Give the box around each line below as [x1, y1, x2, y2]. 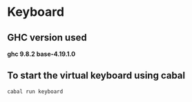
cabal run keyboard [7, 88, 64, 95]
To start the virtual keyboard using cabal [7, 70, 185, 81]
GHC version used [7, 32, 88, 43]
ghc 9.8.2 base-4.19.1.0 [7, 50, 76, 58]
